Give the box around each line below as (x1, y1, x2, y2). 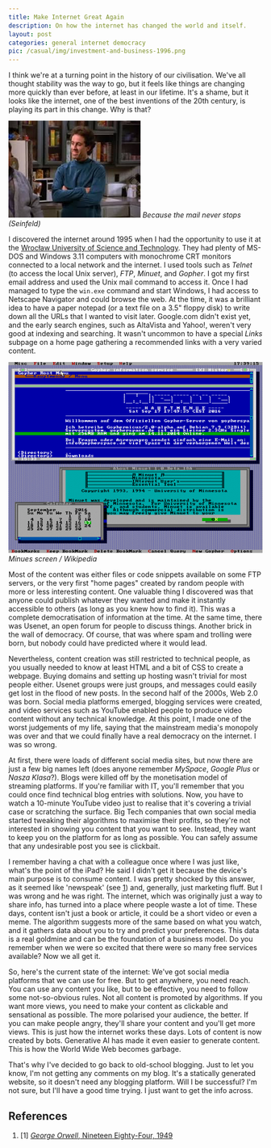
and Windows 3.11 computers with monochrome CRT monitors (25, 251, 231, 262)
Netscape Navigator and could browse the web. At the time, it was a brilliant (8, 295, 261, 305)
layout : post (8, 30, 52, 38)
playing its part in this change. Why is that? (8, 105, 152, 115)
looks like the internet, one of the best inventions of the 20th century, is (8, 96, 246, 106)
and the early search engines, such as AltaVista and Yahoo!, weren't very (8, 320, 252, 330)
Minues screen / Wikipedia (8, 554, 98, 564)
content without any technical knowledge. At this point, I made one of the (8, 714, 252, 724)
